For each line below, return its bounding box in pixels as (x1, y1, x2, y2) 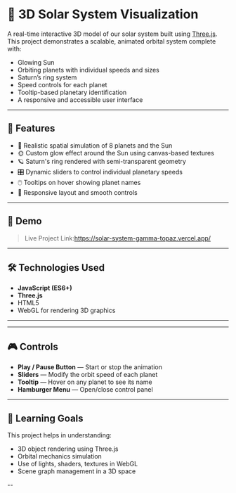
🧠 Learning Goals (7, 412, 84, 424)
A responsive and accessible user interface (17, 95, 143, 104)
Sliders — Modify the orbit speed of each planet (17, 371, 158, 379)
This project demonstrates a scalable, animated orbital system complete (7, 37, 216, 45)
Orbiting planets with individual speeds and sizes (17, 65, 160, 74)
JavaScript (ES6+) (17, 284, 72, 293)
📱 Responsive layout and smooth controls (17, 188, 138, 196)
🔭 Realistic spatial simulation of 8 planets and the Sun (17, 141, 173, 150)
